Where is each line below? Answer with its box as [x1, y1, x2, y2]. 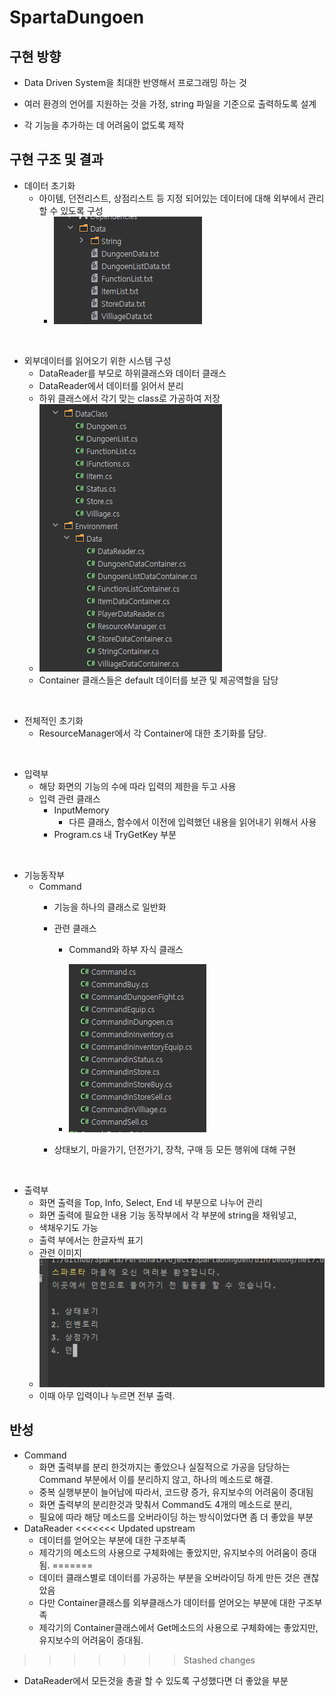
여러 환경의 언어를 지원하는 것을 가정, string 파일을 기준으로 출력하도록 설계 [23, 98, 317, 110]
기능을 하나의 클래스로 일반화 [53, 901, 167, 913]
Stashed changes [183, 1654, 256, 1666]
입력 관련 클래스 [38, 792, 101, 805]
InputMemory [53, 804, 110, 816]
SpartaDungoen [9, 6, 145, 29]
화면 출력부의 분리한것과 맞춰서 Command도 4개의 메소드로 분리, [38, 1498, 293, 1510]
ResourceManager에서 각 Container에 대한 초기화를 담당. [38, 727, 267, 739]
